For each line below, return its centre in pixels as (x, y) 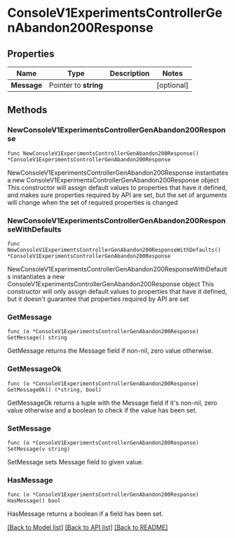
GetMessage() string (38, 338)
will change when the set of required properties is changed (93, 202)
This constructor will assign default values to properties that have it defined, (117, 187)
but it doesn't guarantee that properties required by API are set (98, 299)
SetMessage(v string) (39, 449)
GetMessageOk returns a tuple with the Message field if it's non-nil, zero (112, 403)
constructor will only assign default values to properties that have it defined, (117, 291)
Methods (27, 110)
